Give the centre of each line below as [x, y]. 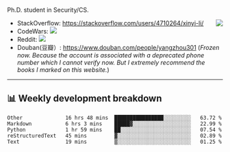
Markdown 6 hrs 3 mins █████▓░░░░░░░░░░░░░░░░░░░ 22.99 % [115, 124]
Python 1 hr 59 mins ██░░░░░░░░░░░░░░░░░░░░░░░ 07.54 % [115, 129]
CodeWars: [33, 31]
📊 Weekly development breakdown [85, 99]
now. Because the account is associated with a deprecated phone [111, 55]
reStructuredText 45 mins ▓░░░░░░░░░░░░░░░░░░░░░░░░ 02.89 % [115, 136]
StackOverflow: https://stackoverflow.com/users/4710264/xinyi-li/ [110, 23]
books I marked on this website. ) [63, 70]
